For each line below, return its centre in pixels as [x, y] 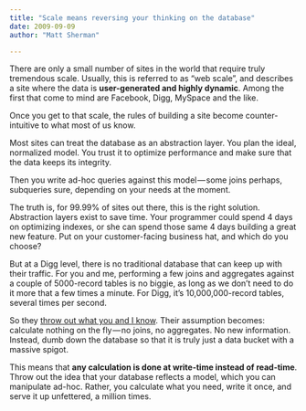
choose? [26, 247]
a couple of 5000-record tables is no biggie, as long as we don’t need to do [152, 283]
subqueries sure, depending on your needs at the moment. [120, 190]
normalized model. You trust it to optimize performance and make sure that [151, 153]
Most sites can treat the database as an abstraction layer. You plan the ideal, [153, 143]
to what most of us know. [88, 125]
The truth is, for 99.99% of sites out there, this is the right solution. [135, 207]
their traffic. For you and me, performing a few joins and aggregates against [152, 274]
